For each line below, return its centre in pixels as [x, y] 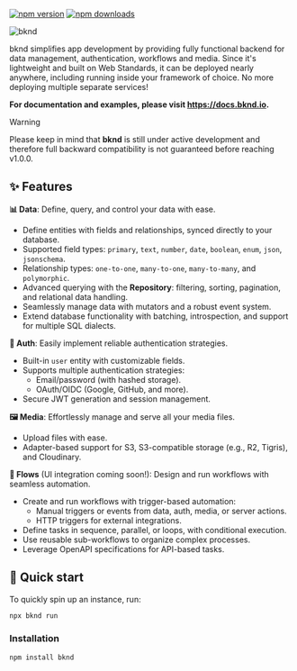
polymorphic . [46, 277]
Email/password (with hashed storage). [108, 379]
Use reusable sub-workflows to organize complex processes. [136, 540]
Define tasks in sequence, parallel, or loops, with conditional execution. [154, 530]
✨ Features [41, 187]
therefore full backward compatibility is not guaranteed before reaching [142, 149]
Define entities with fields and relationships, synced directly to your [147, 230]
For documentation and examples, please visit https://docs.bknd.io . [139, 104]
